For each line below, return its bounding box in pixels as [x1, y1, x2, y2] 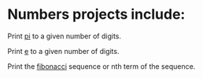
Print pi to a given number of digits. [7, 31, 122, 41]
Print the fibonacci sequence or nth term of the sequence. [7, 61, 196, 71]
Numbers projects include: [7, 5, 186, 23]
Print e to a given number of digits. [7, 46, 120, 56]
